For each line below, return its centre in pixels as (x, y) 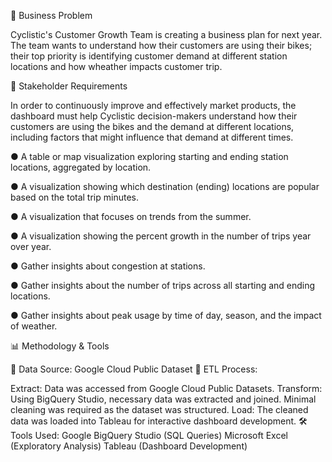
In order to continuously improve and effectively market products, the (153, 105)
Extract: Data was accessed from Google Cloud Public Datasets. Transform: (166, 388)
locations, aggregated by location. (81, 167)
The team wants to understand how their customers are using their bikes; (161, 45)
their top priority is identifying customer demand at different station (149, 56)
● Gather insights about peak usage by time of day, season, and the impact (166, 315)
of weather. (34, 326)
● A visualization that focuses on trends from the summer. (131, 216)
